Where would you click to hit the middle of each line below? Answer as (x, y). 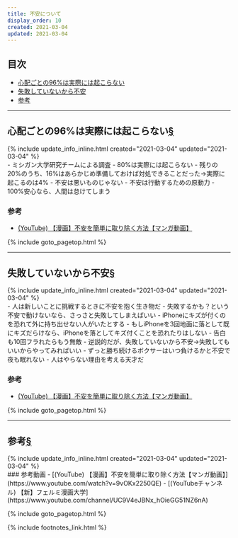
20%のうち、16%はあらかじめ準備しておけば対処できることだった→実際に (116, 173)
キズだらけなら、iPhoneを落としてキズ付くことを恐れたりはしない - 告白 (120, 333)
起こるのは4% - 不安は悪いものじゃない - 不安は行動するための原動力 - (111, 182)
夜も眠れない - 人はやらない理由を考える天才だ (75, 359)
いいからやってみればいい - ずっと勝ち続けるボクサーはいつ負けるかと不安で (119, 350)
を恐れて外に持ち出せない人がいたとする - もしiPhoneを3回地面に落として (115, 324)
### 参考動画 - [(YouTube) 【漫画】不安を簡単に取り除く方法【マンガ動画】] (118, 474)
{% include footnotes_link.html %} (57, 527)
